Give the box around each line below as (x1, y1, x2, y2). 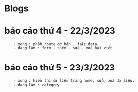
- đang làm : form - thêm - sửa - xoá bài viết (13, 46, 112, 51)
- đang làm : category (13, 83, 60, 88)
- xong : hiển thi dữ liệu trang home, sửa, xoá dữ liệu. (13, 78, 135, 83)
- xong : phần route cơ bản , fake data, (13, 42, 99, 46)
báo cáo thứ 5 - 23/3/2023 (4, 62, 115, 73)
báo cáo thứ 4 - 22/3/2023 (4, 25, 116, 37)
